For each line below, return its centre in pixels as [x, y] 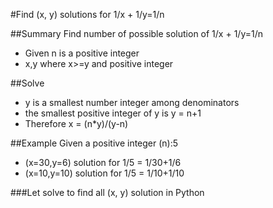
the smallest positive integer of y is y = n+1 [113, 113]
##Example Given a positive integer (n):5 [94, 143]
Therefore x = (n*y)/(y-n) [76, 123]
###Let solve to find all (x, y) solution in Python [107, 192]
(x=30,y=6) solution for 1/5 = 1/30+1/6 [103, 162]
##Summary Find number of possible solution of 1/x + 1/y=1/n [136, 33]
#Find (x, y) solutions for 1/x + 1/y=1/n [87, 14]
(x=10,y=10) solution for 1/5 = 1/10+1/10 [104, 173]
